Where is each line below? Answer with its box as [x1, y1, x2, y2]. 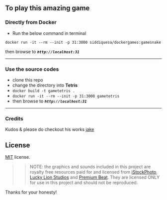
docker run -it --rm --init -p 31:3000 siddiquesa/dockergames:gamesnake [5, 40, 162, 45]
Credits [5, 115, 23, 122]
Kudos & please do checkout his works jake [5, 126, 94, 132]
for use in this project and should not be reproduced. [29, 180, 138, 186]
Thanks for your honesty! [5, 189, 57, 196]
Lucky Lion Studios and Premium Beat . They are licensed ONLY [29, 174, 160, 181]
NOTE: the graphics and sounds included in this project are [29, 164, 151, 170]
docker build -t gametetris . [12, 88, 76, 94]
